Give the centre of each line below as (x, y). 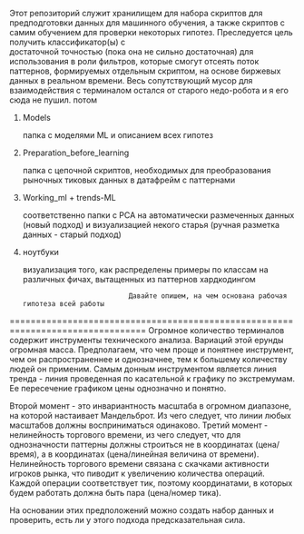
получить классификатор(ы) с (68, 42)
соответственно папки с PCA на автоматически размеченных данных (158, 215)
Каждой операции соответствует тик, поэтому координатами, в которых (151, 483)
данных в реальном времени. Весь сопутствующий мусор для (131, 80)
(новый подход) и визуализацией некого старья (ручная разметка (151, 225)
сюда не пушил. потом (54, 100)
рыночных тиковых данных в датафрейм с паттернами (129, 180)
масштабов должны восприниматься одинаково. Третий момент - (139, 425)
